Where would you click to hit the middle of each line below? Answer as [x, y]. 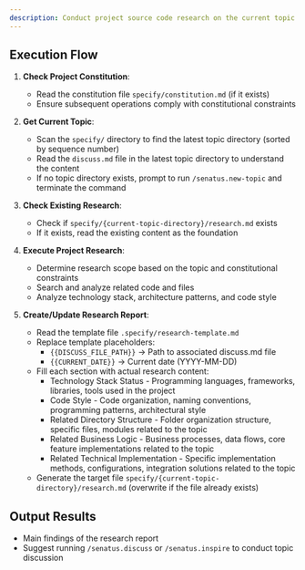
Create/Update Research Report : [86, 315]
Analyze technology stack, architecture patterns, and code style [157, 297]
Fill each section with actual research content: [122, 371]
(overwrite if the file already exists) [194, 488]
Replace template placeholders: [96, 342]
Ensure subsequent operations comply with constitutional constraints [166, 104]
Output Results [53, 516]
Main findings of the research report [91, 538]
